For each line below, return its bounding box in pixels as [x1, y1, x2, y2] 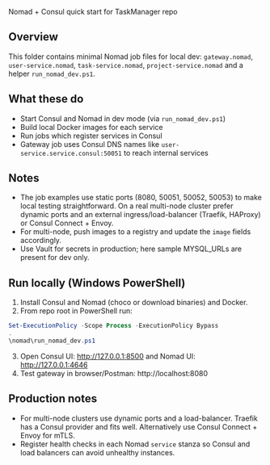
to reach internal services [124, 148, 209, 157]
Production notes [8, 392, 98, 406]
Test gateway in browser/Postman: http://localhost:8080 [19, 368, 209, 378]
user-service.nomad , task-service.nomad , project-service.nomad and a [8, 60, 244, 69]
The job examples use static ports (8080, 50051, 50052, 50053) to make [19, 193, 263, 203]
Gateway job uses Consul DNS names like [19, 139, 160, 149]
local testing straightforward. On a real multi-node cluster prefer [19, 201, 234, 211]
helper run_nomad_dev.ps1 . [8, 69, 95, 78]
